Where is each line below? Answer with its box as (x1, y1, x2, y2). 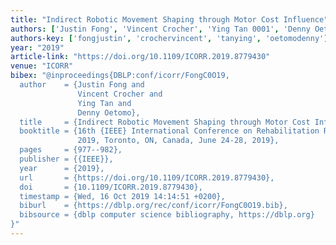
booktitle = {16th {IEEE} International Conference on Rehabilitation (19, 126, 320, 136)
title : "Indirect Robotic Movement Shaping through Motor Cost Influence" (10, 14, 329, 25)
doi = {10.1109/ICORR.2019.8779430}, (19, 182, 203, 192)
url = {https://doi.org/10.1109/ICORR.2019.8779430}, (19, 172, 275, 183)
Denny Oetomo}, (77, 107, 141, 118)
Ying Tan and (77, 98, 132, 108)
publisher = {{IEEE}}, (19, 154, 114, 164)
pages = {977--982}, (19, 145, 123, 155)
